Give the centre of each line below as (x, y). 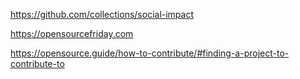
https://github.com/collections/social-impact (102, 14)
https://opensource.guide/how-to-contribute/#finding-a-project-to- (150, 53)
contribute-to (37, 63)
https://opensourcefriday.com (72, 33)
